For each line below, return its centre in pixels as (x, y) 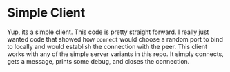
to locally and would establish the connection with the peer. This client (107, 46)
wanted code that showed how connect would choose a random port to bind (115, 39)
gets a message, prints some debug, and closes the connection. (98, 61)
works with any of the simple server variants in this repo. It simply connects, (116, 54)
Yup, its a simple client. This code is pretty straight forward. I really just (108, 32)
